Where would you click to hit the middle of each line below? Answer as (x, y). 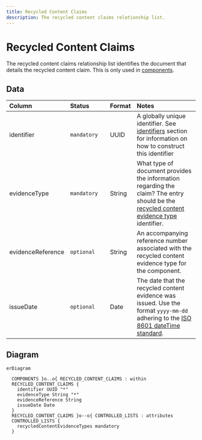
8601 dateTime (158, 326)
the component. (159, 271)
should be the (156, 201)
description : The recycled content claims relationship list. (86, 17)
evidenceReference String (50, 400)
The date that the (161, 281)
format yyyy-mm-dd (162, 311)
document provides (164, 171)
